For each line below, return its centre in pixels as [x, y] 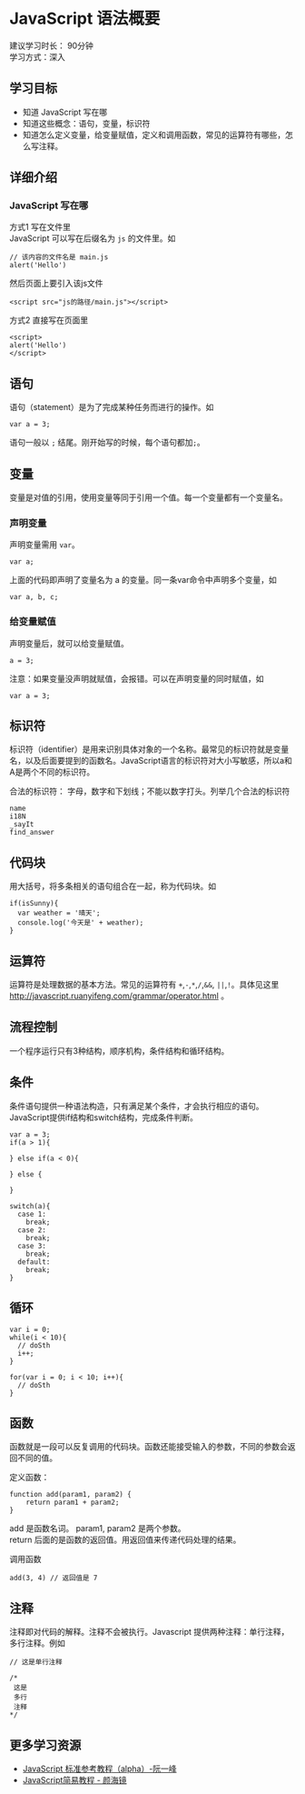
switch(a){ [30, 1206]
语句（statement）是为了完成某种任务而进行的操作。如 [112, 407]
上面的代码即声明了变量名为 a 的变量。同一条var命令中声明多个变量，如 [143, 580]
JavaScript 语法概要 [85, 19]
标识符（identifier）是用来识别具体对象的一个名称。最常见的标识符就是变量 [149, 749]
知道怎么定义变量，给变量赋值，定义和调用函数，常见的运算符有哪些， [154, 135]
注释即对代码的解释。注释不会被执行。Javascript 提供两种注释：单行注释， [149, 1632]
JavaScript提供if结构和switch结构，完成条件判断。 [103, 1117]
